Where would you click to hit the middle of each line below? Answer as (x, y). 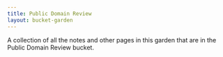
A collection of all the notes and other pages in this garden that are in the (112, 40)
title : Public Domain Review (49, 14)
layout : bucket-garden (40, 20)
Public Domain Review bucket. (51, 47)
